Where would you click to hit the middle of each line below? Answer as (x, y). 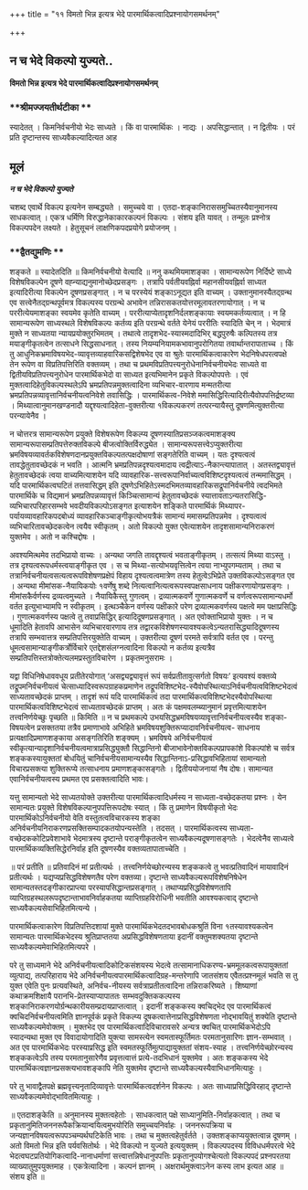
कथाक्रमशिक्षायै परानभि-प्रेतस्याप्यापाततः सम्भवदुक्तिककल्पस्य (95, 996)
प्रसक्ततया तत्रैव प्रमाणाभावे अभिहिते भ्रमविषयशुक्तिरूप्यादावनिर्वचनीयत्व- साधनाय (148, 728)
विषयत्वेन (22, 728)
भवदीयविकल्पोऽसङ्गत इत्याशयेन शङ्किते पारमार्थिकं (143, 506)
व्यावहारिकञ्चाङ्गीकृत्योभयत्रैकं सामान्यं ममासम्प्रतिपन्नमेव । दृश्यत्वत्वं (171, 516)
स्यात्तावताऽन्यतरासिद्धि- (234, 496)
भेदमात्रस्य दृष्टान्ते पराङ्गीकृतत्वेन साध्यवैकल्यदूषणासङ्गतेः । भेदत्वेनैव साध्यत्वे (183, 839)
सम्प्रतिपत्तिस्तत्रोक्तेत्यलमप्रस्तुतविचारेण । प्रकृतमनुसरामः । (91, 658)
